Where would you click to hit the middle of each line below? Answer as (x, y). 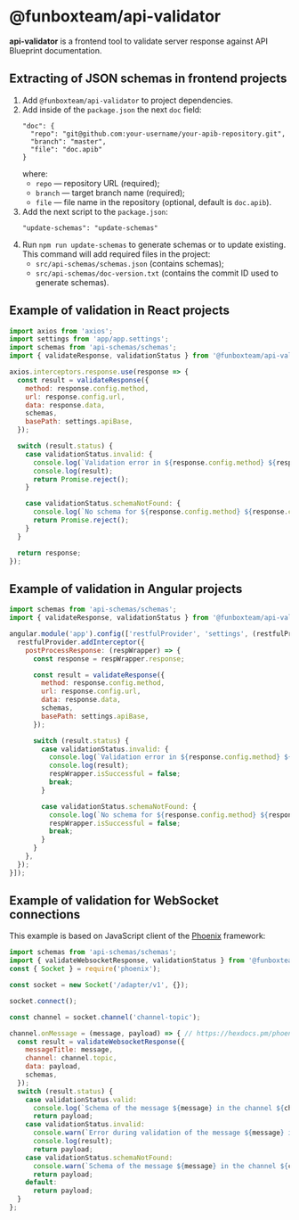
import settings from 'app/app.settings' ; (89, 339)
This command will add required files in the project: (116, 254)
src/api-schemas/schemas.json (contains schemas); (129, 263)
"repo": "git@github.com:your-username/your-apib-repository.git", (158, 134)
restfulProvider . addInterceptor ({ (81, 642)
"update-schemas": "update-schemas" (90, 228)
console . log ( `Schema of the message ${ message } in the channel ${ (158, 1108)
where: (35, 173)
